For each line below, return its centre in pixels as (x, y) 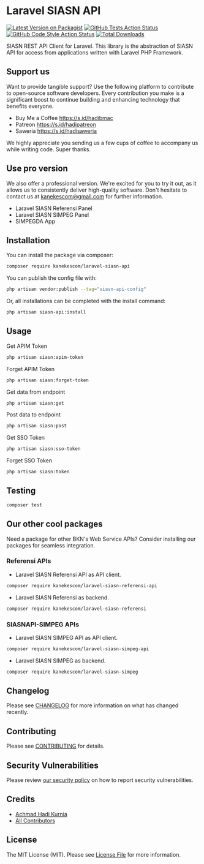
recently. (17, 712)
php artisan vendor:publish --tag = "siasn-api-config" (77, 289)
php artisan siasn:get (35, 403)
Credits (21, 799)
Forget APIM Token (31, 369)
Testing (21, 491)
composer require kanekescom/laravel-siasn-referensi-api (82, 585)
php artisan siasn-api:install (46, 312)
